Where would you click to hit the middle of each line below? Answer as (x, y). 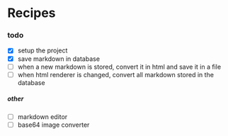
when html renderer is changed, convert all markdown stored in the (116, 74)
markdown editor (42, 117)
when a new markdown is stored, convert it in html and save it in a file (119, 67)
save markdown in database (59, 59)
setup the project (42, 50)
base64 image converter (53, 125)
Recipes (32, 13)
